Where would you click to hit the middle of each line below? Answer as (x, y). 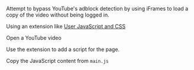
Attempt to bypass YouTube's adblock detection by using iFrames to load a (97, 9)
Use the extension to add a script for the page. (63, 49)
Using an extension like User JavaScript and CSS (66, 26)
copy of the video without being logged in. (58, 15)
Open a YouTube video (34, 38)
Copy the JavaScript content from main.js (57, 61)
